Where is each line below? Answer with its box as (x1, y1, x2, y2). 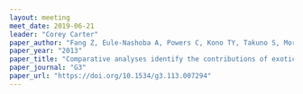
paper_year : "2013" (9, 47, 83, 56)
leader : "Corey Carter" (9, 30, 99, 38)
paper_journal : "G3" (9, 64, 87, 73)
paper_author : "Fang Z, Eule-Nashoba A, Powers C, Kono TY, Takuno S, (9, 38, 280, 47)
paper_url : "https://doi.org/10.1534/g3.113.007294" (9, 72, 212, 81)
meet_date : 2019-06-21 (9, 21, 95, 30)
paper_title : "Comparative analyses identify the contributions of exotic (9, 55, 297, 64)
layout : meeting (9, 13, 70, 22)
